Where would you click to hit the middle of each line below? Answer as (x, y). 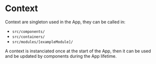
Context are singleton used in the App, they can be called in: (65, 22)
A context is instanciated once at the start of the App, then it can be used (78, 51)
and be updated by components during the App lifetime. (61, 56)
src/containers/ (28, 37)
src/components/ (28, 32)
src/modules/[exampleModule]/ (43, 42)
